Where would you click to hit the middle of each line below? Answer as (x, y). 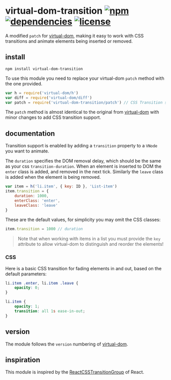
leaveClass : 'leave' (36, 205)
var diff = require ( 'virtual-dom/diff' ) (49, 98)
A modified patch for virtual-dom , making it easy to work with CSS (75, 36)
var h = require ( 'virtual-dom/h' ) (42, 93)
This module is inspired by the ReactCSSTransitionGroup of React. (75, 372)
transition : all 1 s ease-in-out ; (50, 311)
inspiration (23, 360)
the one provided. (24, 83)
